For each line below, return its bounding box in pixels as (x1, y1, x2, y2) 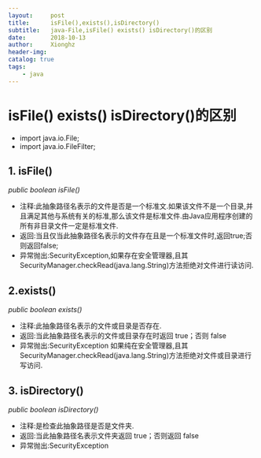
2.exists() (8, 284, 57, 297)
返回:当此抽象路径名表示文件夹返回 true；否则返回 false (19, 431, 199, 440)
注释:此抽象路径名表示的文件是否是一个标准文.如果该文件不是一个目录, (19, 202, 246, 211)
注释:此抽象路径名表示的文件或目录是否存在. (19, 321, 162, 331)
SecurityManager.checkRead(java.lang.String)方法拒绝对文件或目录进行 (19, 351, 252, 360)
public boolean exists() (8, 305, 83, 315)
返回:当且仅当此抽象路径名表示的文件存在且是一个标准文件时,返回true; (19, 231, 246, 240)
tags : (8, 63, 26, 71)
